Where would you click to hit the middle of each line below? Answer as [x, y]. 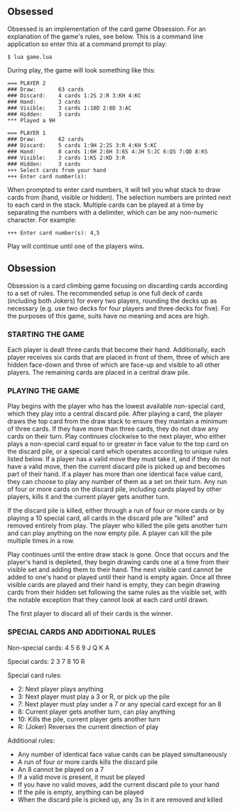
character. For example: [42, 220]
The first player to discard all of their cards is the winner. [90, 613]
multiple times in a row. [41, 541]
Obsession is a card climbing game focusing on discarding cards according [118, 285]
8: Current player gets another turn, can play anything [96, 711]
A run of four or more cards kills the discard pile [88, 762]
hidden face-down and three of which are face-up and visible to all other [114, 365]
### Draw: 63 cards [45, 89]
